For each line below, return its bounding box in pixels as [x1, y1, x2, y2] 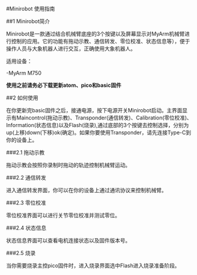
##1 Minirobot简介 [6, 18, 50, 25]
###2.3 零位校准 [6, 199, 46, 206]
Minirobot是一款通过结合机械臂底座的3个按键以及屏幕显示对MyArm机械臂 [6, 30, 185, 37]
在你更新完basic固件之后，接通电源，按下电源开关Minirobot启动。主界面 [6, 107, 183, 114]
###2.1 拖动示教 [6, 149, 45, 156]
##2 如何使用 [6, 94, 38, 101]
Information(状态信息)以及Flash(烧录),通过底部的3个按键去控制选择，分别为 [6, 122, 189, 128]
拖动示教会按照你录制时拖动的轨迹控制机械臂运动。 [6, 161, 131, 169]
